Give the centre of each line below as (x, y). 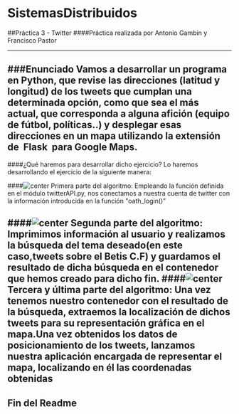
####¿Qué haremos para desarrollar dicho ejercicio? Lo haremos (103, 164)
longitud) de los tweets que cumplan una (100, 91)
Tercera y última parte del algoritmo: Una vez (109, 290)
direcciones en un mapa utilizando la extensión (114, 136)
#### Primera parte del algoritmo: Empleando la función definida (116, 186)
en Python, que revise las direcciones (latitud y (114, 81)
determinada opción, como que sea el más (103, 103)
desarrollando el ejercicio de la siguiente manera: (79, 171)
